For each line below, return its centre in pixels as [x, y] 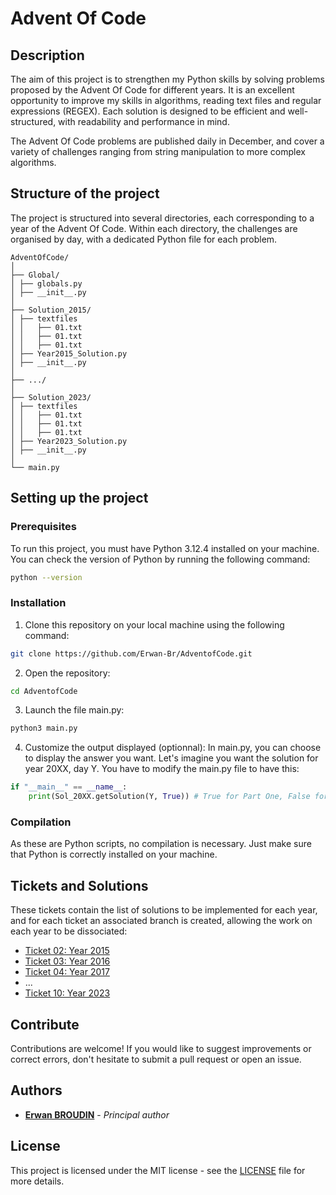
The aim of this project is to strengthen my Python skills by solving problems [167, 79]
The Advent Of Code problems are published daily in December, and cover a [167, 141]
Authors [36, 1090]
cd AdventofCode [44, 691]
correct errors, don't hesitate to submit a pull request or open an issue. [156, 1059]
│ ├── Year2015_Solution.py [69, 353]
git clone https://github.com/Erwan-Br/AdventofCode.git [131, 653]
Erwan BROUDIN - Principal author [97, 1114]
